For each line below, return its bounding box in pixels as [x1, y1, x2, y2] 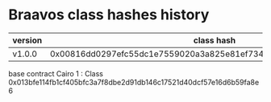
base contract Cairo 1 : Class [8, 68, 103, 78]
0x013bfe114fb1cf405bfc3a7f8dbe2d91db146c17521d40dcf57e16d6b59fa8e [8, 77, 260, 87]
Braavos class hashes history [8, 6, 210, 24]
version [12, 35, 43, 46]
